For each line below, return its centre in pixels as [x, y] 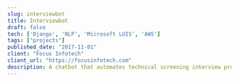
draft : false [27, 27]
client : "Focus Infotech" [46, 54]
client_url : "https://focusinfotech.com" [70, 61]
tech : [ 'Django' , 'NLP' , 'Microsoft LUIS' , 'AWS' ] [84, 34]
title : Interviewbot [38, 21]
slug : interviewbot [36, 14]
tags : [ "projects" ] [36, 41]
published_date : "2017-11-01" [52, 47]
